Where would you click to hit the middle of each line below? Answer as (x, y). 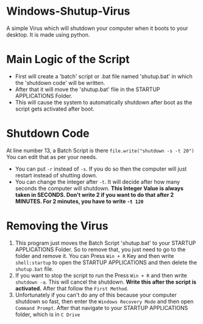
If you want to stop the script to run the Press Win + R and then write (101, 275)
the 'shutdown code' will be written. (60, 83)
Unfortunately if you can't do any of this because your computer (96, 295)
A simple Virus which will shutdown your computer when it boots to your (97, 28)
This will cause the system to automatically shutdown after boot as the (104, 102)
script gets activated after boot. (55, 109)
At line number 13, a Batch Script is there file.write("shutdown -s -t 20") (100, 150)
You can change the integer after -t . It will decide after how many (98, 182)
